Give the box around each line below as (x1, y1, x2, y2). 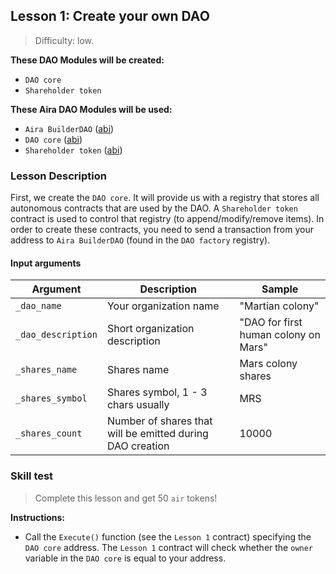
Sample (261, 282, 299, 296)
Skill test (10, 469, 54, 483)
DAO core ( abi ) (24, 133, 83, 145)
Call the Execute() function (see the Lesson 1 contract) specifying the (24, 530, 312, 543)
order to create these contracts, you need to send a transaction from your (10, 224, 314, 236)
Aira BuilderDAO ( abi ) (24, 122, 115, 134)
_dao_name (15, 300, 62, 312)
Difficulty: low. (34, 34, 95, 46)
